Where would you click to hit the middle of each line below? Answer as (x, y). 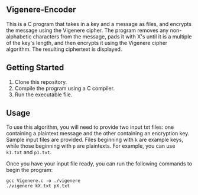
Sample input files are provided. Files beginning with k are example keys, (95, 140)
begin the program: (30, 170)
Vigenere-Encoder (41, 10)
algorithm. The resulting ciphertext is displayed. (64, 49)
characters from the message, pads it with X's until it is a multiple (112, 36)
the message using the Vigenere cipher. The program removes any (87, 30)
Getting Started (35, 68)
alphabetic (19, 36)
